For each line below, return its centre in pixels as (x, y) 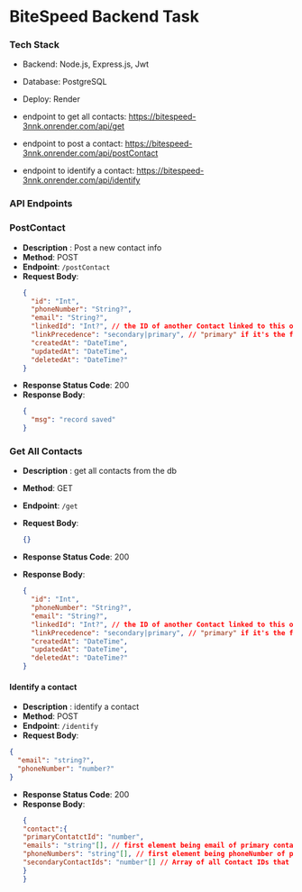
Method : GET (48, 488)
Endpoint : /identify (60, 726)
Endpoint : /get (50, 505)
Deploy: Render (51, 99)
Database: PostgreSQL (64, 82)
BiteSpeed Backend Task (105, 17)
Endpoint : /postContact (66, 267)
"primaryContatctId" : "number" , (83, 837)
